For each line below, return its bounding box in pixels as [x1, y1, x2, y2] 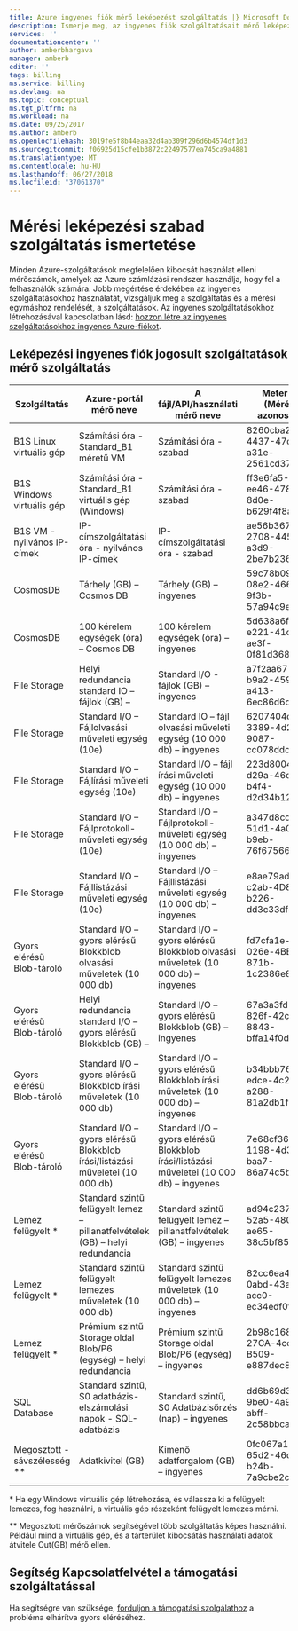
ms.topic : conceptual [9, 95, 90, 105]
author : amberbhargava [9, 46, 93, 55]
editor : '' [9, 63, 50, 72]
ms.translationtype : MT [9, 153, 98, 162]
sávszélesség [13, 1454, 71, 1467]
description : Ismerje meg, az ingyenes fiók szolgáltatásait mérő [9, 21, 260, 30]
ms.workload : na [9, 112, 69, 121]
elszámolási [78, 1401, 129, 1414]
